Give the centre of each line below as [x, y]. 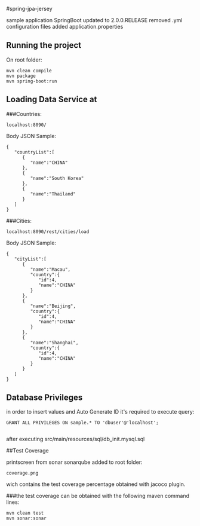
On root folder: [24, 60]
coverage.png [22, 473]
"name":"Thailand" [53, 194]
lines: [13, 502]
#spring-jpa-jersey [29, 9]
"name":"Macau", [50, 269]
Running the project [44, 45]
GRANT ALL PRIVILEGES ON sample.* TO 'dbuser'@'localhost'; [83, 423]
